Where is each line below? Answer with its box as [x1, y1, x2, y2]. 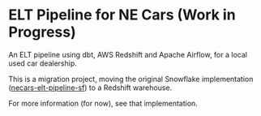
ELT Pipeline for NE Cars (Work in [8, 6, 237, 24]
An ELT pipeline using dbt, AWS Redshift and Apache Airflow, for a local [8, 49, 247, 59]
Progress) [8, 23, 77, 41]
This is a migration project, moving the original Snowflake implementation [8, 74, 254, 84]
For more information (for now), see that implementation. [8, 98, 199, 108]
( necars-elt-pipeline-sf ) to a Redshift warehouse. [8, 83, 173, 92]
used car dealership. [8, 58, 77, 68]
